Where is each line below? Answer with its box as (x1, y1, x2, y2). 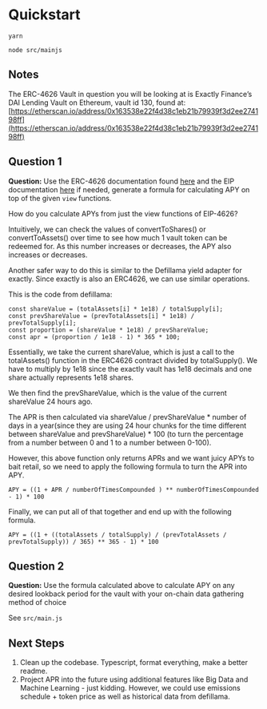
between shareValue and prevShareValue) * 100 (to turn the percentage (8, 429, 244, 438)
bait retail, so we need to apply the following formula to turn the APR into (8, 461, 248, 471)
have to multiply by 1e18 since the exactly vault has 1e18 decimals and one (8, 364, 253, 373)
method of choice (8, 598, 66, 607)
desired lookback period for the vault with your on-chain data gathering (8, 589, 245, 598)
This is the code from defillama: (8, 289, 113, 299)
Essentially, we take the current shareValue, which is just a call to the (8, 347, 235, 357)
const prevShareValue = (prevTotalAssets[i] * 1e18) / (8, 312, 195, 320)
